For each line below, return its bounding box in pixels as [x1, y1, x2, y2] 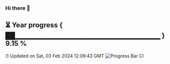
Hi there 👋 [5, 5, 31, 12]
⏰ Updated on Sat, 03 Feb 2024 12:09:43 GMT [5, 53, 104, 59]
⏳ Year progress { [5, 21, 63, 29]
